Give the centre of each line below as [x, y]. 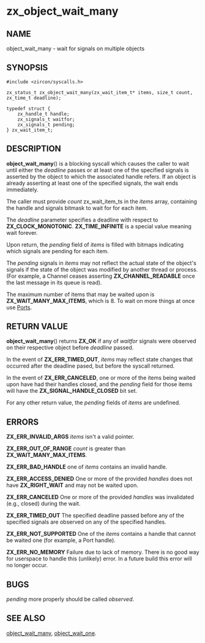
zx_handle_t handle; [43, 114]
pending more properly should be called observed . [70, 599]
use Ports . [19, 307]
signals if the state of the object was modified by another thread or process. [102, 269]
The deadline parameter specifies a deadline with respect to [82, 220]
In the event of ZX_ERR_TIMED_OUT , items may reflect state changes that [100, 360]
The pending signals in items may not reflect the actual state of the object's [102, 263]
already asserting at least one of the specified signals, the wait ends [92, 183]
